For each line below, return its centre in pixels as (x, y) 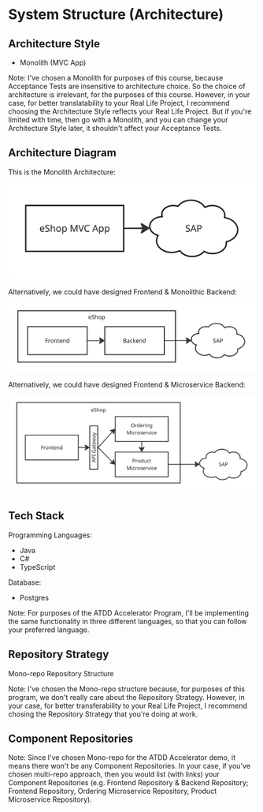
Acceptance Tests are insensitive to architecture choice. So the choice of (127, 86)
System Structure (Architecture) (116, 15)
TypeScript (37, 567)
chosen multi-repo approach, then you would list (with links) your (114, 774)
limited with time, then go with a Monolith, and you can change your (118, 120)
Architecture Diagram (62, 153)
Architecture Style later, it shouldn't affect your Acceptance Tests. (115, 128)
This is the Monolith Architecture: (62, 172)
